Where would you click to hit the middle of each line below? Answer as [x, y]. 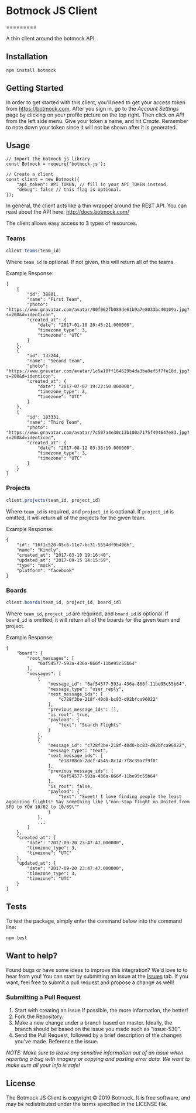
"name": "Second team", [56, 361]
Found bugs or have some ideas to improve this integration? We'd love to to [97, 970]
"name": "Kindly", [39, 550]
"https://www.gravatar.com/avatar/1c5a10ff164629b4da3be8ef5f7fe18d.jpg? [98, 371]
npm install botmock [31, 70]
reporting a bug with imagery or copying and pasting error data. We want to [98, 1059]
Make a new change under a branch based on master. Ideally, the [93, 1022]
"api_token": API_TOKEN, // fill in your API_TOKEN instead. [92, 185]
